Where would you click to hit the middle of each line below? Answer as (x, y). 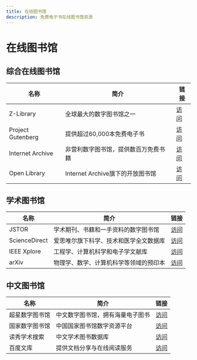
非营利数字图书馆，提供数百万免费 (112, 149)
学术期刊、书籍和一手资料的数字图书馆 (106, 230)
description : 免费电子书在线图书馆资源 (49, 17)
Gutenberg (24, 137)
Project (19, 130)
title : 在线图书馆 (26, 11)
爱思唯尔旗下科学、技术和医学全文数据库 (109, 241)
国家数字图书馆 (30, 326)
